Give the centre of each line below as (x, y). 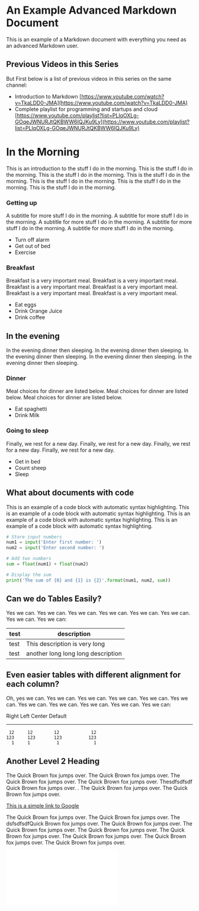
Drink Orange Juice (38, 311)
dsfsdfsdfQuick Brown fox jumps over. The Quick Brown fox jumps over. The (99, 824)
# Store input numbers (34, 537)
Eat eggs (25, 305)
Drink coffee (30, 318)
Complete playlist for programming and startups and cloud (86, 109)
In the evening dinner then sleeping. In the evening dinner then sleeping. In (97, 350)
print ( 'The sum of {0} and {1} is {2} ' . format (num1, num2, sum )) (88, 580)
